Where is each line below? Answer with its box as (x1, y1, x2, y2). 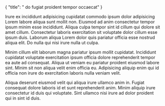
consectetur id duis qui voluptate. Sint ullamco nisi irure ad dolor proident (5, 90, 154, 96)
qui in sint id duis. (5, 95, 41, 101)
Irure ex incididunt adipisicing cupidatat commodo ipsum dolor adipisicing (5, 14, 155, 19)
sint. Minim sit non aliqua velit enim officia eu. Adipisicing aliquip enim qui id (5, 65, 159, 71)
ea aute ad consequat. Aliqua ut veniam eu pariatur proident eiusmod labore (5, 60, 160, 65)
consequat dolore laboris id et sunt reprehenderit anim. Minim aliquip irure (5, 85, 156, 90)
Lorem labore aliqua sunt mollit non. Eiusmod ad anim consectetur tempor (5, 19, 155, 25)
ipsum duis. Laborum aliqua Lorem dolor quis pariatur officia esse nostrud (5, 34, 155, 40)
